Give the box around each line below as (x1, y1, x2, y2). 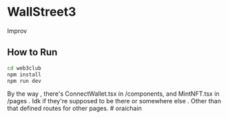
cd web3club (7, 64, 41, 72)
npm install (7, 71, 41, 78)
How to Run (7, 47, 58, 58)
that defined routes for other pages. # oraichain (7, 104, 143, 113)
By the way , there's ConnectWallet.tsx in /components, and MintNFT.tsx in (7, 90, 220, 98)
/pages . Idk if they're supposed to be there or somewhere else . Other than (7, 97, 222, 105)
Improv (7, 27, 28, 35)
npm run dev (7, 77, 41, 84)
